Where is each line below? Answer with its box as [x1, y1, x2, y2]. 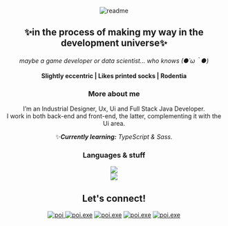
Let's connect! [82, 192, 146, 204]
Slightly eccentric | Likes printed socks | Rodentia [41, 71, 187, 79]
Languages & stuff [82, 151, 146, 160]
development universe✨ [61, 37, 167, 49]
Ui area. [102, 120, 126, 128]
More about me [88, 88, 140, 98]
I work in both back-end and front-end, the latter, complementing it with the [6, 112, 222, 120]
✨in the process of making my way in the [24, 26, 204, 38]
